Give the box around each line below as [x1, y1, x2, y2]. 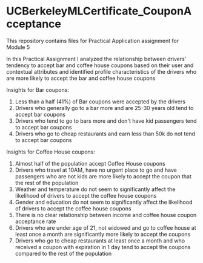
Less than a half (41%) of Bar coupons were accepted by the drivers [15, 98, 186, 105]
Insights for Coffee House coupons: [6, 148, 96, 155]
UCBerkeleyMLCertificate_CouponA [6, 4, 192, 18]
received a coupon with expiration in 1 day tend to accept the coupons [15, 243, 191, 250]
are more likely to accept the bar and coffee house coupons [6, 74, 156, 82]
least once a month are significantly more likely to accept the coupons [15, 230, 191, 238]
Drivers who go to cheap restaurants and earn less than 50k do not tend [15, 130, 196, 137]
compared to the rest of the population [15, 250, 112, 257]
